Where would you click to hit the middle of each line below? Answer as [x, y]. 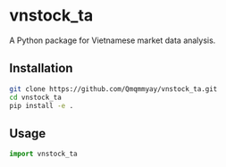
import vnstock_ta [43, 154]
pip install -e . [42, 105]
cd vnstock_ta [36, 97]
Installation [41, 68]
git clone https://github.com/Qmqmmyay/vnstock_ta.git [113, 89]
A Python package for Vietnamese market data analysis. [113, 40]
